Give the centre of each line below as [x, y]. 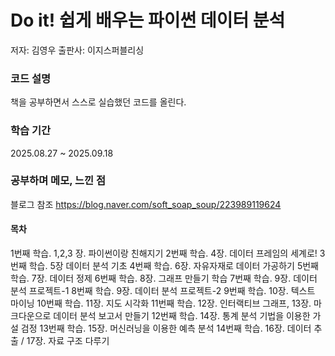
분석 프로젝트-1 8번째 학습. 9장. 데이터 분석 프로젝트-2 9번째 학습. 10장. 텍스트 [163, 291]
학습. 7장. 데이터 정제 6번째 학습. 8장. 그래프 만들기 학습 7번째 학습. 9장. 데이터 [164, 278]
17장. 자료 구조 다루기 [68, 341]
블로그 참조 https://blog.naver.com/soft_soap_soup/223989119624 [146, 204]
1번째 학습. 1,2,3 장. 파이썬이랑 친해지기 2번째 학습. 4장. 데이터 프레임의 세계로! [164, 253]
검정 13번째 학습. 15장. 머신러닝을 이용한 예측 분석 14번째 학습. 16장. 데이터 [166, 328]
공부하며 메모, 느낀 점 [58, 181]
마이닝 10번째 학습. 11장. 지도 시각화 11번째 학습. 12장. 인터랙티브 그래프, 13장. [161, 303]
